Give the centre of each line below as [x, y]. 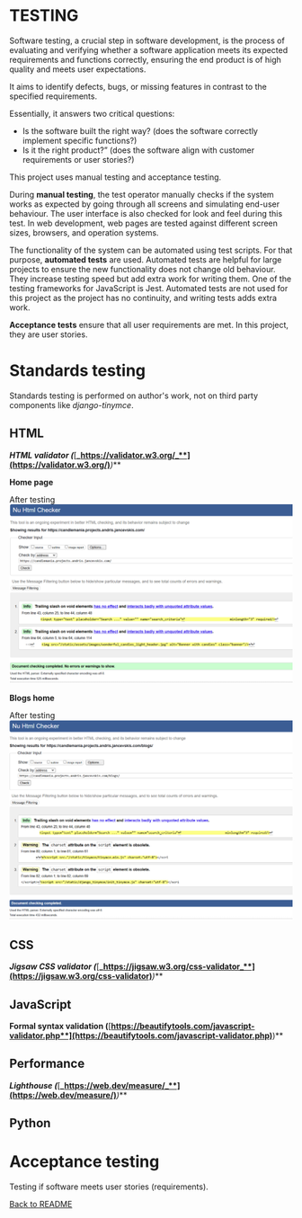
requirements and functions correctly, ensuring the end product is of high [145, 59]
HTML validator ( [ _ [45, 455]
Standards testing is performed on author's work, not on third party [134, 396]
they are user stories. [49, 334]
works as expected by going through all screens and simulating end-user [145, 204]
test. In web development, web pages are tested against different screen [144, 223]
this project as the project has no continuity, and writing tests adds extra [143, 298]
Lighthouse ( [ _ [37, 1085]
